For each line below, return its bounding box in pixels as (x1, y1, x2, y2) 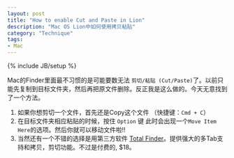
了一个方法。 (7, 93, 44, 102)
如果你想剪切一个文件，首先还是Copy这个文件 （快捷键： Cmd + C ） (17, 109, 210, 116)
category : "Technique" (7, 29, 73, 37)
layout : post (7, 10, 45, 17)
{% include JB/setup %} (7, 62, 77, 70)
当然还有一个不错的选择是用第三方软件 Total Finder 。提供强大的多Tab (17, 134, 218, 143)
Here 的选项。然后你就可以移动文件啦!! (17, 126, 126, 134)
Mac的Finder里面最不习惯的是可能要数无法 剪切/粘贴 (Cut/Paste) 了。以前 (7, 76, 218, 84)
